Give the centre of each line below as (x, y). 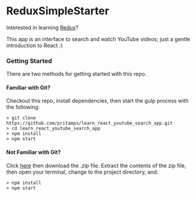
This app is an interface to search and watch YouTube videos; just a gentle (98, 39)
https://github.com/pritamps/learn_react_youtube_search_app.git (89, 124)
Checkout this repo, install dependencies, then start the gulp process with (97, 101)
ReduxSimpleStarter (58, 11)
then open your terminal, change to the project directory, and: (82, 172)
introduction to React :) (34, 45)
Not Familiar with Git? (34, 152)
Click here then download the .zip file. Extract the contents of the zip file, (96, 165)
